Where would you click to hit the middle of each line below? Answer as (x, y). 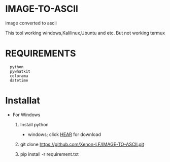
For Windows (26, 115)
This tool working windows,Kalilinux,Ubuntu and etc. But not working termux (85, 33)
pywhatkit (20, 71)
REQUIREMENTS (41, 53)
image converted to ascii (31, 23)
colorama (19, 76)
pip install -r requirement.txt (49, 154)
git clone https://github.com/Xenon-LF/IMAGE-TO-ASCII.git (82, 144)
